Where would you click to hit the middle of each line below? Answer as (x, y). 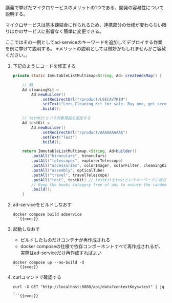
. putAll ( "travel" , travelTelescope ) (70, 175)
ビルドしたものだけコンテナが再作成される (65, 240)
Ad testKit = (36, 123)
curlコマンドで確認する (37, 277)
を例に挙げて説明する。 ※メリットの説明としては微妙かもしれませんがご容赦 (86, 49)
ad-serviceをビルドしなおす (42, 205)
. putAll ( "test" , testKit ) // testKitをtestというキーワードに (95, 180)
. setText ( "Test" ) (59, 137)
